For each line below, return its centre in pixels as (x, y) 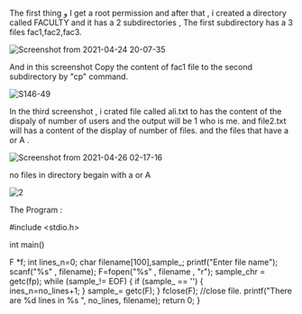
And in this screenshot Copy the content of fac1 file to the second (131, 67)
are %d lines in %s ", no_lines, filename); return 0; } (105, 300)
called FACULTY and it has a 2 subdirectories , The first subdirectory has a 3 (151, 22)
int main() (27, 245)
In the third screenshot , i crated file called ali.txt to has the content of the (146, 111)
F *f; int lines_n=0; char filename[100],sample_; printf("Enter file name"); (144, 262)
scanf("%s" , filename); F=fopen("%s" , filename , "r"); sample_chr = (137, 272)
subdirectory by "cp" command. (69, 76)
